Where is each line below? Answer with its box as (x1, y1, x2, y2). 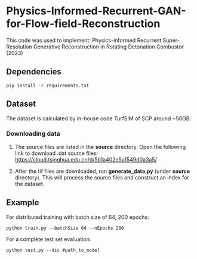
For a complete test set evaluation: (6, 235, 91, 243)
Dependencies (6, 67, 61, 77)
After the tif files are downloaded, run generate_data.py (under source (14, 167, 190, 175)
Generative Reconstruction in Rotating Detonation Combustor (33, 43, 184, 50)
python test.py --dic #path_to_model (6, 247, 100, 253)
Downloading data (6, 130, 61, 138)
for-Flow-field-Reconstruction (6, 17, 161, 31)
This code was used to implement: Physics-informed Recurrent (6, 36, 162, 44)
